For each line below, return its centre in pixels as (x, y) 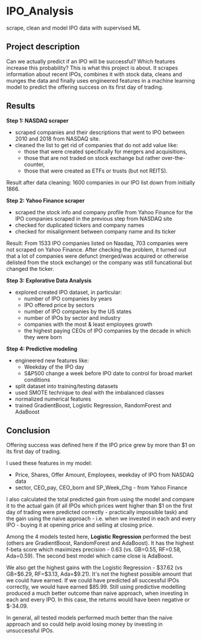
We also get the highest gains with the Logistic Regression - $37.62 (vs (94, 568)
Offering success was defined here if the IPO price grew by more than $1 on (101, 445)
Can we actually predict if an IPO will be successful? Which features (91, 61)
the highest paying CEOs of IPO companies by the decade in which (107, 331)
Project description (43, 47)
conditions (37, 380)
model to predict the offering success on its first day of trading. (85, 87)
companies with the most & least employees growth (88, 324)
